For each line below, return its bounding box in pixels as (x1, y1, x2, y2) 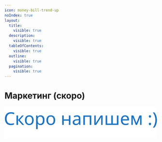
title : (9, 23, 22, 28)
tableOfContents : (9, 43, 44, 48)
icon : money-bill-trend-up (4, 8, 59, 13)
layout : (4, 18, 20, 23)
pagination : (9, 64, 33, 69)
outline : (9, 54, 27, 58)
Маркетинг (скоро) (4, 90, 85, 101)
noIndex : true (4, 13, 33, 18)
